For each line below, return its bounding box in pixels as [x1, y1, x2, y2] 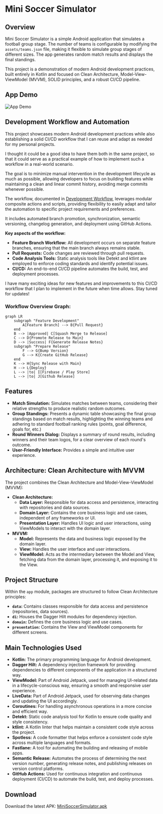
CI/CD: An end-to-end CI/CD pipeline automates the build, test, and [12, 266, 148, 271]
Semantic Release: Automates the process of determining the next [12, 755, 147, 761]
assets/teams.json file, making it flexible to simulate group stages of [5, 46, 142, 52]
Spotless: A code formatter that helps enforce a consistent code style [12, 735, 153, 741]
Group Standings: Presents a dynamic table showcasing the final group [12, 410, 156, 416]
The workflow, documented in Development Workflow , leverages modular [5, 196, 152, 202]
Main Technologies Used [5, 643, 82, 652]
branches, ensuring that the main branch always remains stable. [12, 245, 141, 250]
